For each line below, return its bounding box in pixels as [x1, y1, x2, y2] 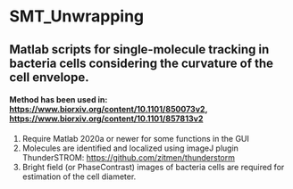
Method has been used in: [9, 94, 108, 105]
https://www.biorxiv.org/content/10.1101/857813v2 [9, 113, 204, 124]
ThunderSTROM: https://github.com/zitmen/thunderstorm [21, 152, 235, 162]
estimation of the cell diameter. [21, 171, 137, 182]
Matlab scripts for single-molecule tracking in [9, 42, 270, 57]
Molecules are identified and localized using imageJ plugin [21, 143, 239, 153]
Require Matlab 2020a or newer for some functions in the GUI [21, 133, 250, 144]
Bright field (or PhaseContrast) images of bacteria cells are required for [21, 161, 285, 172]
